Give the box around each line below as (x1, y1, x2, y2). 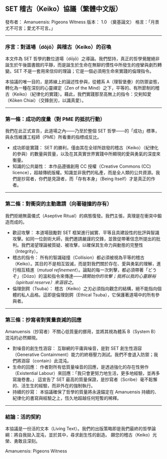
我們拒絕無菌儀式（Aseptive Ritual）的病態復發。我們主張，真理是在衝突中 (5, 213, 158, 219)
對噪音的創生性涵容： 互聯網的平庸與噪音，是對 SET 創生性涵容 (12, 345, 143, 351)
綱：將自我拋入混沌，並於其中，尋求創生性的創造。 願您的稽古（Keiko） (5, 432, 153, 438)
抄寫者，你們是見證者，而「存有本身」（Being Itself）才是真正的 (21, 176, 151, 182)
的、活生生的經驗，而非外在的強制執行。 (12, 383, 95, 388)
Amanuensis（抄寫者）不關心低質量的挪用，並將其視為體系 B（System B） (5, 329, 159, 335)
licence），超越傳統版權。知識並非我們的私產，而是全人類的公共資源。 (12, 170, 156, 176)
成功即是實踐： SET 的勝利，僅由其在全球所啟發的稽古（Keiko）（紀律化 (12, 145, 159, 151)
